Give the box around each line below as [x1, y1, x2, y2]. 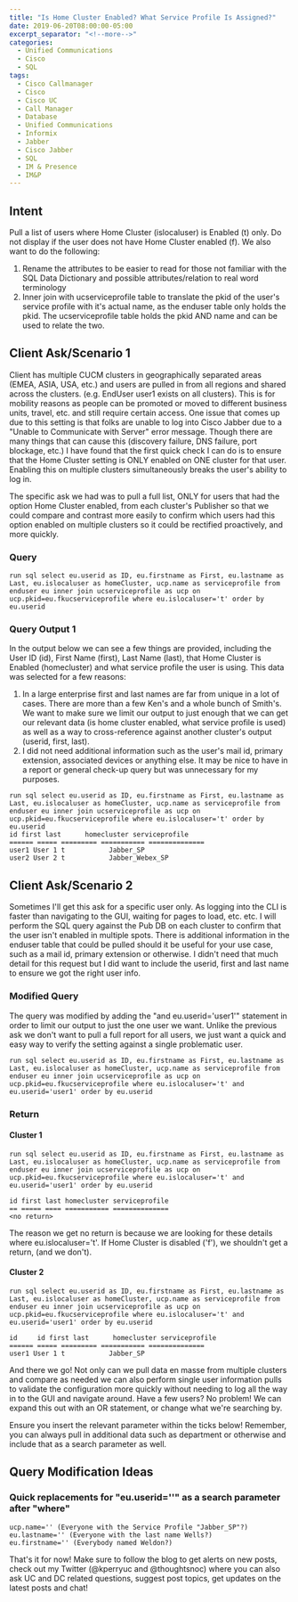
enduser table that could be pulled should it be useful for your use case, [9, 939, 274, 950]
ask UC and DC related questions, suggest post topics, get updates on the [9, 1573, 282, 1583]
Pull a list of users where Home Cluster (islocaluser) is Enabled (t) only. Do [9, 227, 282, 238]
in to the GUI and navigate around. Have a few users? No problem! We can [9, 1393, 282, 1403]
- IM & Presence [17, 162, 77, 171]
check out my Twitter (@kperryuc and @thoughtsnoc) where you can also [9, 1563, 281, 1573]
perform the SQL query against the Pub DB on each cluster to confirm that [9, 920, 282, 931]
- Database [17, 112, 58, 121]
